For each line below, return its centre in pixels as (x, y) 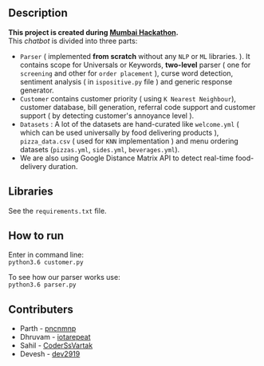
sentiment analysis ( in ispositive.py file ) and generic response (126, 81)
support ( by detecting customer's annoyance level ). (107, 116)
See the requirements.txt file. (57, 211)
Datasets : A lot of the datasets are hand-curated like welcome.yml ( (129, 124)
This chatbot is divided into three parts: (73, 41)
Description (38, 13)
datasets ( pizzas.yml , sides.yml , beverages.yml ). (100, 149)
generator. (37, 90)
